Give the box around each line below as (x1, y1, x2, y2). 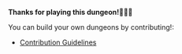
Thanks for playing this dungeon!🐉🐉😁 (8, 8, 133, 16)
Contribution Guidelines (19, 38, 97, 47)
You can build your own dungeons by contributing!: (8, 23, 175, 31)
